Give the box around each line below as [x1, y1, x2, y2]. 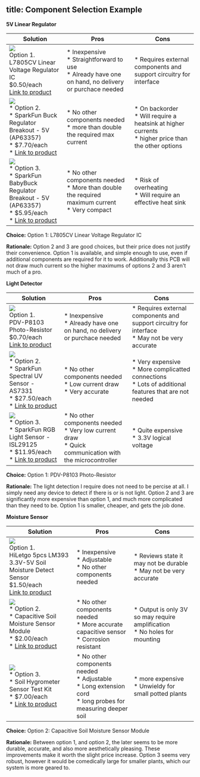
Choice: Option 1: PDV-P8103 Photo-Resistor [6, 471, 116, 478]
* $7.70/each [9, 141, 48, 149]
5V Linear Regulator [6, 20, 57, 27]
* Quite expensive [132, 426, 183, 434]
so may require [133, 613, 176, 621]
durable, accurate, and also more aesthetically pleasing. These [6, 745, 161, 752]
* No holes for [133, 627, 174, 636]
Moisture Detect [9, 565, 55, 574]
